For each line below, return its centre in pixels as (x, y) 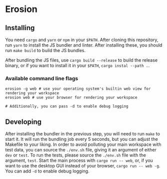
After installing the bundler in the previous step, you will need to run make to (82, 134)
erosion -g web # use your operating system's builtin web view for (78, 89)
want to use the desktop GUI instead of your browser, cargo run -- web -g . (83, 166)
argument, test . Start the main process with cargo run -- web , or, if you (79, 160)
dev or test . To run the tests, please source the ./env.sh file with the (76, 155)
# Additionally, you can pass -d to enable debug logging (67, 106)
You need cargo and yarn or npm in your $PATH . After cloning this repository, (82, 40)
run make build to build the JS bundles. (45, 50)
